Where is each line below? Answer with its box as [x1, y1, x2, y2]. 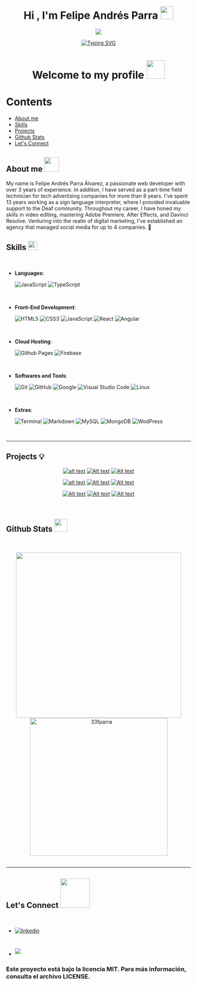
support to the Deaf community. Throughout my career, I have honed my [6, 205, 181, 212]
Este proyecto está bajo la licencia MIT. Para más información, [6, 965, 186, 973]
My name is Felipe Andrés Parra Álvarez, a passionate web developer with [6, 179, 186, 187]
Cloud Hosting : [14, 338, 52, 345]
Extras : [14, 406, 33, 413]
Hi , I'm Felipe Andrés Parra [23, 9, 158, 22]
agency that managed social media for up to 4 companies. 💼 [6, 224, 152, 231]
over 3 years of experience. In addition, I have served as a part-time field [6, 186, 182, 193]
